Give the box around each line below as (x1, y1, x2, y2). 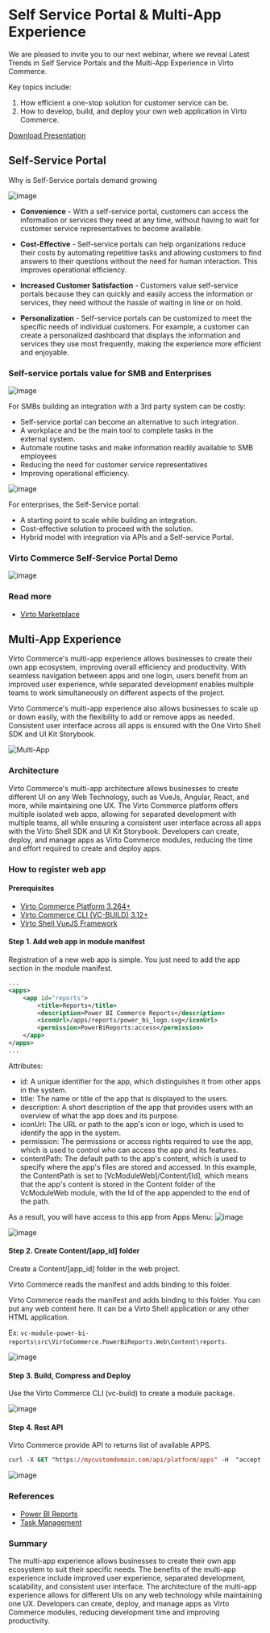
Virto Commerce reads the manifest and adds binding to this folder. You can (8, 1295, 260, 1305)
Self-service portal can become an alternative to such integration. (19, 417, 239, 427)
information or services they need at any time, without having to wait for (19, 215, 260, 225)
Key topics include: (8, 82, 72, 92)
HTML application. (8, 1312, 70, 1322)
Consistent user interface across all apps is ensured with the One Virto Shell (8, 721, 261, 731)
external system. (19, 434, 76, 444)
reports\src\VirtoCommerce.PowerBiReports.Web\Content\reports (8, 1338, 226, 1346)
